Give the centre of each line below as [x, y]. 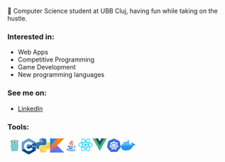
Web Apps [33, 52]
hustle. [17, 18]
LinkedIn [30, 108]
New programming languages [61, 75]
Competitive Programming [56, 59]
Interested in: [31, 37]
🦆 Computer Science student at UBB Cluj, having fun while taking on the [112, 11]
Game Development [46, 67]
